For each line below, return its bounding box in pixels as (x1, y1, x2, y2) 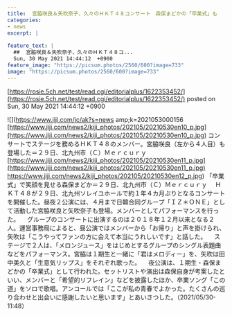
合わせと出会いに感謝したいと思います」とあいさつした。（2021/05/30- (12, 292, 216, 301)
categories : (7, 17, 42, 24)
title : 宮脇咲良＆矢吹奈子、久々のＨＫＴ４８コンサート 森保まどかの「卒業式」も (7, 10, 218, 17)
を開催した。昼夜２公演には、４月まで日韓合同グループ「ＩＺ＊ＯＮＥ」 (7, 197, 213, 206)
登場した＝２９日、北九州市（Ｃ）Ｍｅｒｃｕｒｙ (7, 148, 147, 157)
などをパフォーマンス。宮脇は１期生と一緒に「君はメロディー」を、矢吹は (7, 249, 220, 258)
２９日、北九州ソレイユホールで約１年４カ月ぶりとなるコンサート (37, 188, 226, 197)
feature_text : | (7, 42, 54, 49)
